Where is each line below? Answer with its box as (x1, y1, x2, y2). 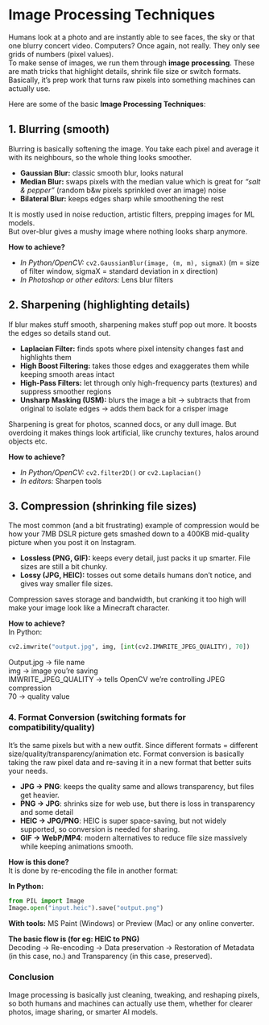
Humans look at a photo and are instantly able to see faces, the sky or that (8, 32, 255, 42)
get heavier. (19, 790, 60, 800)
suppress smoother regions (19, 386, 112, 396)
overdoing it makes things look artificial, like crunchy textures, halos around (8, 428, 259, 437)
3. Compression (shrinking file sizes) (8, 499, 197, 513)
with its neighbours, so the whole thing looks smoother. (8, 152, 192, 162)
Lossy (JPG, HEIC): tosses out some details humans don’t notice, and (19, 570, 252, 581)
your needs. (8, 766, 48, 775)
